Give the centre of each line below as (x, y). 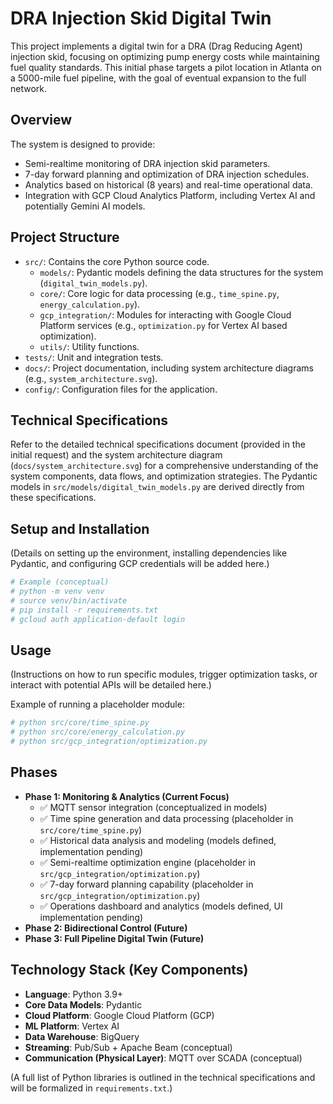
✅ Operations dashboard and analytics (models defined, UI (161, 906)
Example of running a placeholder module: (97, 704)
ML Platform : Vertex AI (72, 1026)
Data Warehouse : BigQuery (82, 1036)
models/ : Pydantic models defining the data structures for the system (181, 272)
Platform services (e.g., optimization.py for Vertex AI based (163, 325)
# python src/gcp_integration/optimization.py (109, 742)
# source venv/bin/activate (69, 600)
